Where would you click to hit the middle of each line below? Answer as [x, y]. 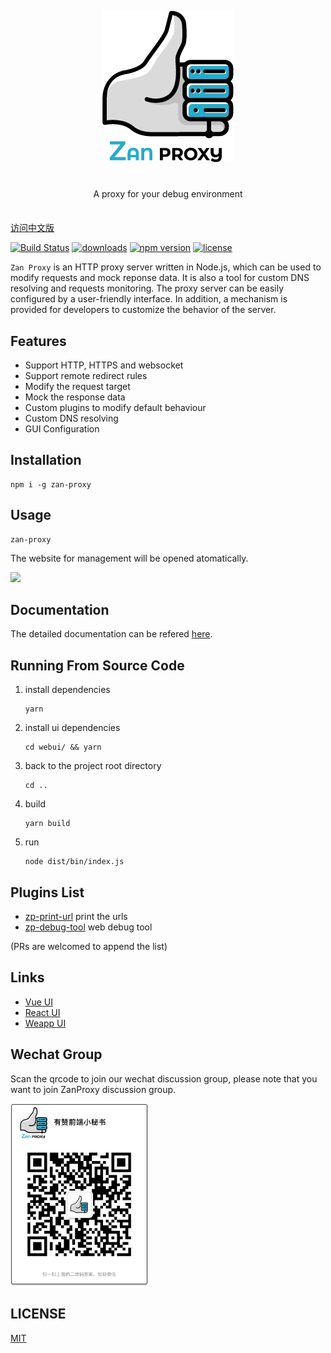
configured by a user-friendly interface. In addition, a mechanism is [149, 299]
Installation [46, 460]
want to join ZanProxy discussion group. [93, 1089]
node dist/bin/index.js [74, 862]
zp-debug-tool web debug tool [88, 927]
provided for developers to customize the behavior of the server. [143, 310]
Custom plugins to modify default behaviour [115, 407]
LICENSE [38, 1314]
